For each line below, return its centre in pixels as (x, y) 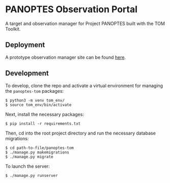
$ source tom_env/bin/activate (38, 105)
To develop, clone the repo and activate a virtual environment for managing (84, 86)
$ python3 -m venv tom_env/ (35, 100)
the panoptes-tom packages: (35, 91)
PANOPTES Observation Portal (71, 9)
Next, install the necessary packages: (45, 114)
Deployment (25, 45)
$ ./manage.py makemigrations (37, 152)
